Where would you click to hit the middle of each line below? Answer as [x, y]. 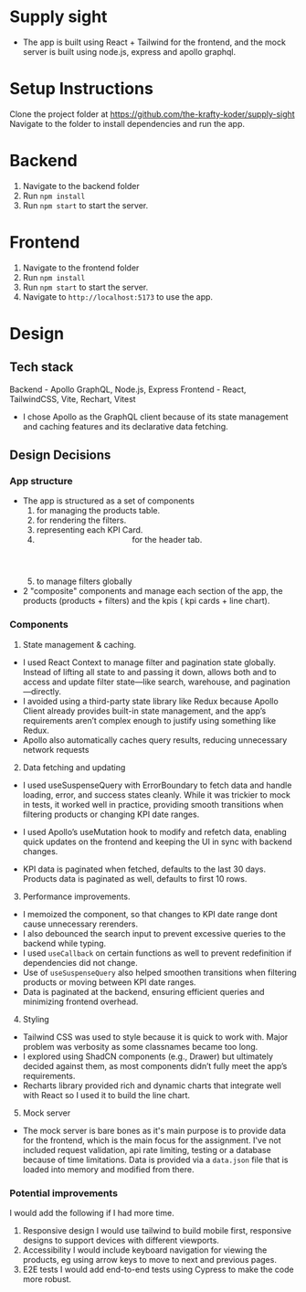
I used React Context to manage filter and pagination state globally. [149, 662]
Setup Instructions [81, 89]
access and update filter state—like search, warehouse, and [136, 682]
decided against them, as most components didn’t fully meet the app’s [155, 1065]
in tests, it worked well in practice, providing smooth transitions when [153, 804]
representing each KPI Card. [90, 530]
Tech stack [42, 367]
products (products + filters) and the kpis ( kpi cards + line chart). [146, 601]
